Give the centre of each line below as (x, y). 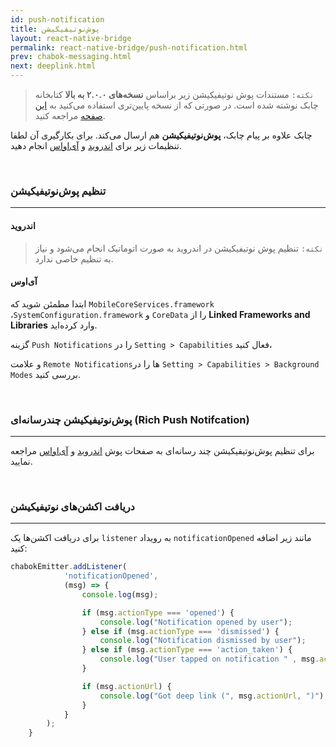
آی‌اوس (24, 282)
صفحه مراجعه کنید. (70, 115)
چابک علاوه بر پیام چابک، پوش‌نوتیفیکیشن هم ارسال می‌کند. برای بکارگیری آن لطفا (161, 135)
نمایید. (21, 461)
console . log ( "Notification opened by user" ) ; (196, 622)
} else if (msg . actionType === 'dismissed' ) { (180, 631)
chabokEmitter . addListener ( (69, 567)
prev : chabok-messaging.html (71, 57)
